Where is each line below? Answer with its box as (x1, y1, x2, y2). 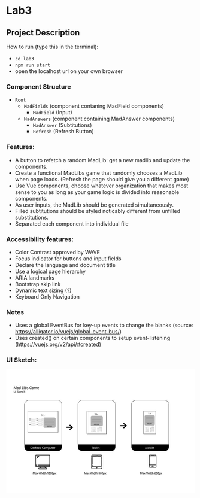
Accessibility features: (6, 235, 74, 243)
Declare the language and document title (14, 261, 116, 268)
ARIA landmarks (14, 274, 55, 281)
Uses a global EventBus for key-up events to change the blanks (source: (14, 321, 193, 329)
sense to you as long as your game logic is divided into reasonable (14, 188, 180, 195)
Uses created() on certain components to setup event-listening (14, 335, 171, 342)
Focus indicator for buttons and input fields (14, 255, 122, 262)
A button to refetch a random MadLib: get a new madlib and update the (14, 156, 190, 163)
